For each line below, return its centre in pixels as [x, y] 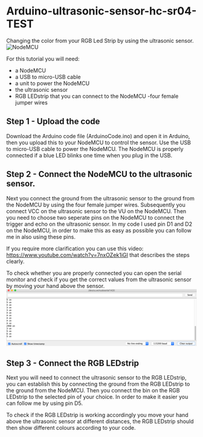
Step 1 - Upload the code [53, 122]
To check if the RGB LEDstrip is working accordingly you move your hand [97, 415]
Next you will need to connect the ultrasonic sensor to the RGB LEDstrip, [96, 377]
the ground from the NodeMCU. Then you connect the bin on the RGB [93, 390]
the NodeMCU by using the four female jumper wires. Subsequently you [96, 205]
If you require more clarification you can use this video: [75, 248]
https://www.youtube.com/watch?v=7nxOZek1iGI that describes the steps [98, 255]
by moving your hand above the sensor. [56, 285]
